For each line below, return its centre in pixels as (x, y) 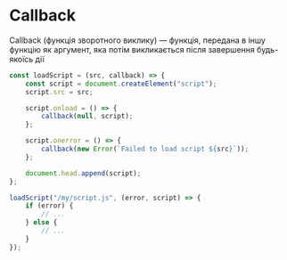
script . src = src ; (59, 92)
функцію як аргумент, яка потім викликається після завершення (132, 49)
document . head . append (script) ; (83, 173)
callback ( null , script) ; (87, 117)
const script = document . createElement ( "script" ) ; (121, 84)
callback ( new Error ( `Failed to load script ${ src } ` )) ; (145, 149)
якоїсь (21, 59)
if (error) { (49, 206)
